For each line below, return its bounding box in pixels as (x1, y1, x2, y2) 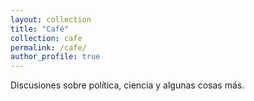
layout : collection (10, 14, 92, 25)
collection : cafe (10, 33, 83, 43)
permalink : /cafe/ (10, 42, 87, 53)
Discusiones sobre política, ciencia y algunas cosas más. (10, 79, 245, 91)
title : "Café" (10, 24, 70, 34)
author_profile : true (10, 52, 101, 62)
